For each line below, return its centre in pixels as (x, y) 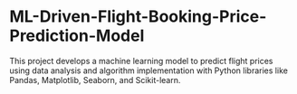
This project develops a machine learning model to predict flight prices (141, 61)
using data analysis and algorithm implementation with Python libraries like (148, 70)
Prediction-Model (77, 36)
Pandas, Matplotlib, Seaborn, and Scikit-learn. (95, 80)
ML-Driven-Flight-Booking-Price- (138, 17)
